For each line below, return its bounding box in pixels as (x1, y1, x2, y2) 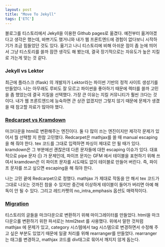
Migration (5, 200, 29, 207)
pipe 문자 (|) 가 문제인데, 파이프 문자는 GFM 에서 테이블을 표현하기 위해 (18, 153, 155, 159)
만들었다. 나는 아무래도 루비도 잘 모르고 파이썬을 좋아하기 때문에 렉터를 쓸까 (5, 85, 150, 91)
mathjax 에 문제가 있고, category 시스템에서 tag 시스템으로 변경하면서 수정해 (5, 224, 154, 230)
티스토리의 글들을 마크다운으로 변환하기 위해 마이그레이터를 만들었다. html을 (5, 212, 151, 218)
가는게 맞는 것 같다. (10, 55, 47, 61)
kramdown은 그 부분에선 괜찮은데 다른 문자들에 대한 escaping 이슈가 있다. (5, 146, 149, 152)
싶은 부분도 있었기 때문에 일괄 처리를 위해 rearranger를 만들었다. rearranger (10, 230, 157, 236)
